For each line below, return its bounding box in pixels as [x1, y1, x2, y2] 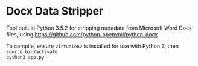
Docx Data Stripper [6, 4, 104, 18]
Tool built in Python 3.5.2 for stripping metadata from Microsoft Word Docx [6, 24, 192, 31]
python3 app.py [6, 54, 45, 60]
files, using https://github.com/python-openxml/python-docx [6, 30, 158, 38]
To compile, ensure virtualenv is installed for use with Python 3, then [6, 42, 179, 50]
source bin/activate [6, 48, 59, 55]
